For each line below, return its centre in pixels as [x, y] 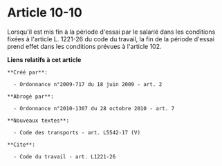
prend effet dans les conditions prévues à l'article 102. [84, 46]
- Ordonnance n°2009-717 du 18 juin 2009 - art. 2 [88, 84]
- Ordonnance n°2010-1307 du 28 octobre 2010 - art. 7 [94, 108]
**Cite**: [21, 145]
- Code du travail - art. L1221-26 [65, 156]
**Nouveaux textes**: [38, 121]
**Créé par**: [28, 72]
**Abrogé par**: [30, 96]
